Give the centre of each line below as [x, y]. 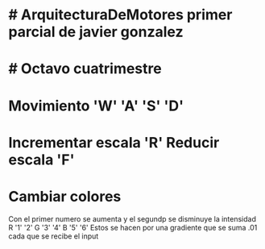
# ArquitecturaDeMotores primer [120, 15]
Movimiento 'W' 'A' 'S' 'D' [96, 106]
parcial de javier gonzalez [96, 32]
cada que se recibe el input [54, 236]
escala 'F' [41, 160]
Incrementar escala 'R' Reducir [114, 142]
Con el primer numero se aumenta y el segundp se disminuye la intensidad [132, 218]
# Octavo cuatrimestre [85, 69]
